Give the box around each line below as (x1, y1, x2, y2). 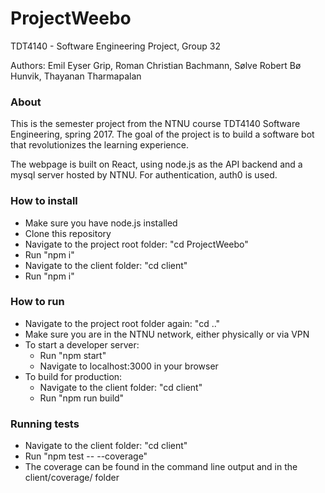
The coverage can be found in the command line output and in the (24, 461, 298, 473)
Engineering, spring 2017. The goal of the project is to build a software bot (10, 128, 315, 141)
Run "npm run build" (39, 392, 125, 404)
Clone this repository (24, 227, 112, 239)
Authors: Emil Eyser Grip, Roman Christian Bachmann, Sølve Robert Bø (10, 59, 302, 71)
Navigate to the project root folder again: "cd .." (24, 317, 221, 329)
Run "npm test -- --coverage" (24, 450, 148, 462)
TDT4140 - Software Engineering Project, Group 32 (10, 40, 221, 52)
